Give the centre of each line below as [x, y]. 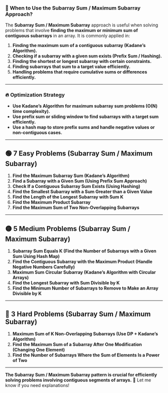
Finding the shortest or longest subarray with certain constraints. [82, 61]
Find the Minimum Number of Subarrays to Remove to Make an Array [85, 288]
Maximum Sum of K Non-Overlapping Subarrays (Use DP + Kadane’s [85, 334]
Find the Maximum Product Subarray [51, 202]
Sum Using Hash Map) [36, 256]
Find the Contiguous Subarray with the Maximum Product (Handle [82, 261]
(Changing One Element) [38, 350]
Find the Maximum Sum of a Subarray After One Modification [77, 344]
